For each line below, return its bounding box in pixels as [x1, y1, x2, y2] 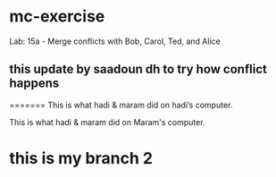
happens [9, 76, 60, 91]
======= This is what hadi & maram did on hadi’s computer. [9, 99, 233, 110]
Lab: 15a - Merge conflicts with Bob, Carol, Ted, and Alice [9, 36, 221, 46]
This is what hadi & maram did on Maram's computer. [9, 116, 205, 127]
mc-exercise [9, 6, 105, 27]
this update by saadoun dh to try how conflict [9, 62, 268, 77]
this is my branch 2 [9, 147, 154, 168]
